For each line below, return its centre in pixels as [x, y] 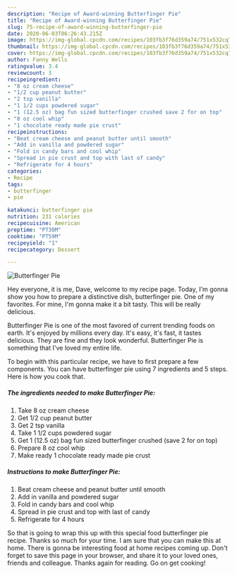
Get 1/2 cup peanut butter [55, 418]
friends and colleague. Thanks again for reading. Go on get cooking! [107, 563]
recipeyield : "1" [33, 243]
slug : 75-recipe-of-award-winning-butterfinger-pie [85, 27]
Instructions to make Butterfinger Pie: [64, 471]
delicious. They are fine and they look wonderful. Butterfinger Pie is [105, 341]
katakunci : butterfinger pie [50, 210]
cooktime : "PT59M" [34, 236]
